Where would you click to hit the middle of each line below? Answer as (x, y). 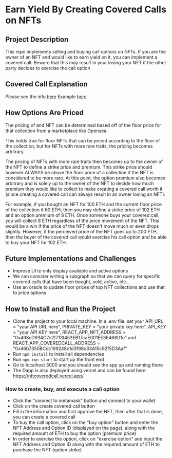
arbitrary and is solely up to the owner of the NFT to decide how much (80, 183)
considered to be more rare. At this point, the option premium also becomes (85, 178)
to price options (30, 293)
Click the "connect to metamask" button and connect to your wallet (84, 400)
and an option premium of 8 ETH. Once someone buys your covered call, (83, 215)
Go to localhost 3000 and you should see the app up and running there (88, 365)
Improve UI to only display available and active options (70, 271)
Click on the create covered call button (54, 406)
